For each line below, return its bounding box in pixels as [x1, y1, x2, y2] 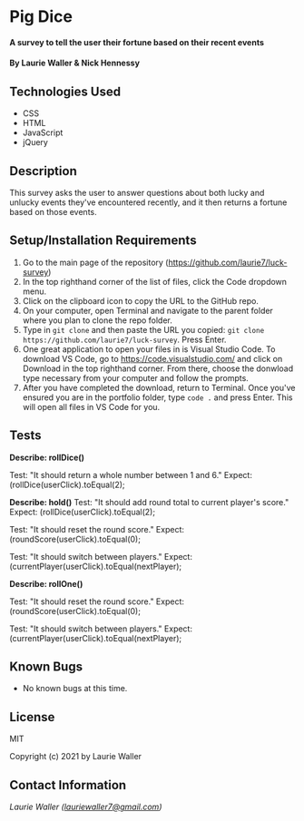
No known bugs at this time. [22, 683, 128, 694]
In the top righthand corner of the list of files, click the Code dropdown [22, 276, 288, 287]
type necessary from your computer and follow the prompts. [22, 372, 250, 383]
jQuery [22, 137, 48, 148]
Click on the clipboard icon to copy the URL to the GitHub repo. [22, 295, 259, 306]
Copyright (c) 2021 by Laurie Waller [9, 751, 142, 762]
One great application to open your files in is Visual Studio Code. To [22, 343, 276, 355]
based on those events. [9, 207, 97, 217]
